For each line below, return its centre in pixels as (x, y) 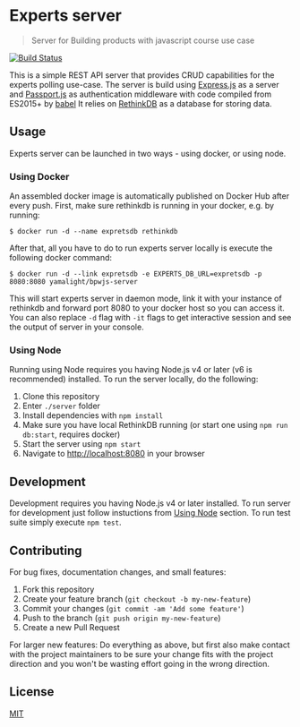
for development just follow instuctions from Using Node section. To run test (150, 513)
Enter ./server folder (61, 406)
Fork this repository (58, 589)
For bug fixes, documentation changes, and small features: (118, 572)
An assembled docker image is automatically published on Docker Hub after (149, 196)
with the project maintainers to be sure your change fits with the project (141, 654)
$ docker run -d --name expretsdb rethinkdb (94, 232)
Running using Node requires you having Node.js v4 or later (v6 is (131, 370)
